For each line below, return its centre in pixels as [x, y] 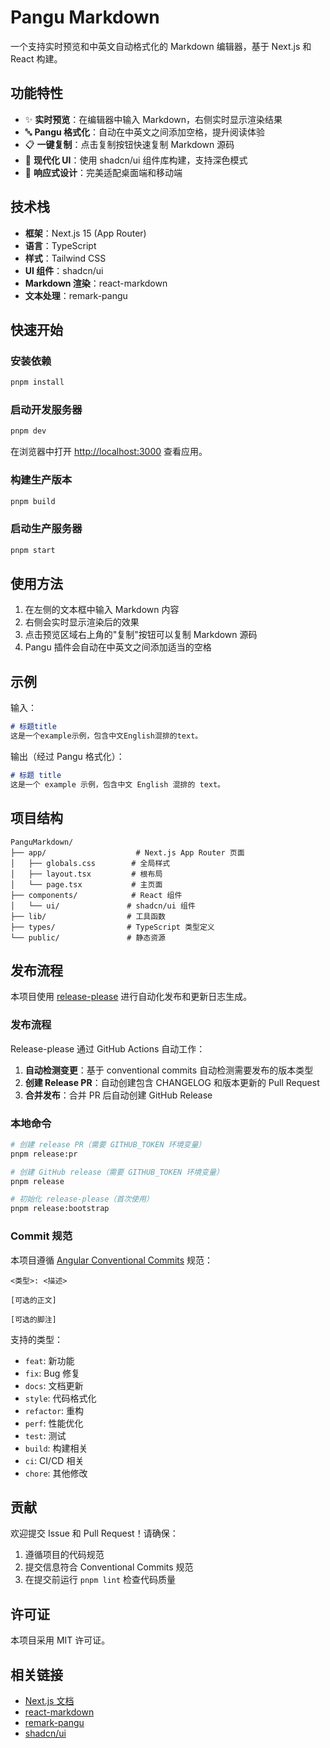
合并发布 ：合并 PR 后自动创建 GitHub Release [118, 1095]
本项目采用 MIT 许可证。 [60, 1640]
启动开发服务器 [46, 410]
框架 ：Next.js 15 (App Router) [85, 233]
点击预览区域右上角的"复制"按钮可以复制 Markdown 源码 [141, 635]
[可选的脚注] [33, 1319]
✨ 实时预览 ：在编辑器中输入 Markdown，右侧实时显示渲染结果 [153, 119]
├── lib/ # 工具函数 [88, 916]
